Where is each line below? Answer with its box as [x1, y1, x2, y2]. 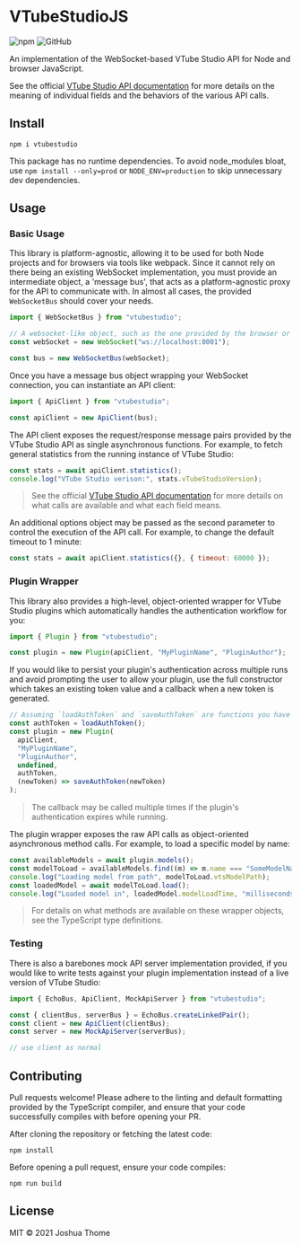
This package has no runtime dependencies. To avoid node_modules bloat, [9, 155, 287, 166]
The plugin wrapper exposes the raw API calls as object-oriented [9, 829, 249, 840]
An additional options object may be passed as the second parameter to [9, 517, 276, 528]
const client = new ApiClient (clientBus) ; [9, 1019, 170, 1028]
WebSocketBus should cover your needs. [9, 296, 154, 306]
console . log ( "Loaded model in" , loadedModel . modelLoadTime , [9, 889, 239, 898]
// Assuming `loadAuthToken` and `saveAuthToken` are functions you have [9, 711, 291, 720]
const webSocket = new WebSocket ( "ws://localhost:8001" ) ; [9, 338, 230, 347]
